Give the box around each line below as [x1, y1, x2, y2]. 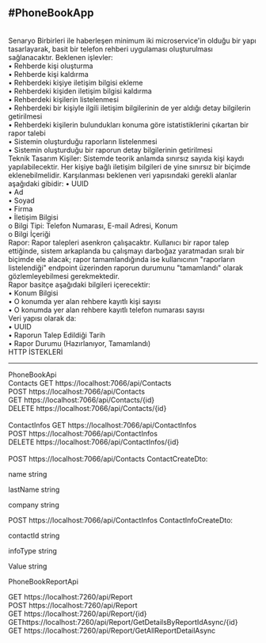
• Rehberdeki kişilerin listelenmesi [8, 94, 119, 104]
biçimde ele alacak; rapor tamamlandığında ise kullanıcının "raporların [8, 254, 236, 264]
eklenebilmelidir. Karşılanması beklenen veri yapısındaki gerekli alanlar [8, 170, 237, 180]
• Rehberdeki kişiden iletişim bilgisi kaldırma [8, 86, 152, 96]
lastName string [8, 485, 60, 494]
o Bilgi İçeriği [8, 229, 51, 238]
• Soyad [8, 196, 36, 205]
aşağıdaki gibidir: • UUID [8, 178, 89, 188]
